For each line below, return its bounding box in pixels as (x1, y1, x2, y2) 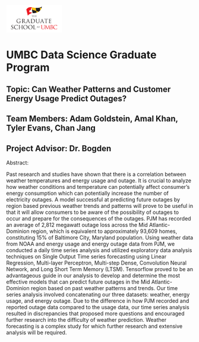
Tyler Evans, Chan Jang (6, 123, 96, 133)
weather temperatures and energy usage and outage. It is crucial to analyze (6, 177, 192, 184)
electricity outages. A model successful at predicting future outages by (6, 196, 180, 203)
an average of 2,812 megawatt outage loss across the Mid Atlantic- (6, 222, 170, 229)
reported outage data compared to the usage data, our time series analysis (6, 304, 189, 311)
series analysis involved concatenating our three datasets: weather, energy (6, 291, 190, 299)
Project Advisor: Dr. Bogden (6, 143, 112, 153)
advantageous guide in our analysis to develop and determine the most (6, 272, 180, 279)
